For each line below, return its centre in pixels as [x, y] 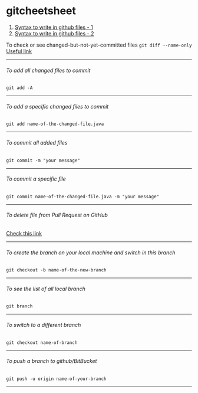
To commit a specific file [36, 179]
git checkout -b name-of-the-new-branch [57, 270]
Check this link [24, 233]
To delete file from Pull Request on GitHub [57, 215]
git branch [19, 306]
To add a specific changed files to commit [57, 106]
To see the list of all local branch [46, 289]
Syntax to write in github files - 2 [54, 33]
